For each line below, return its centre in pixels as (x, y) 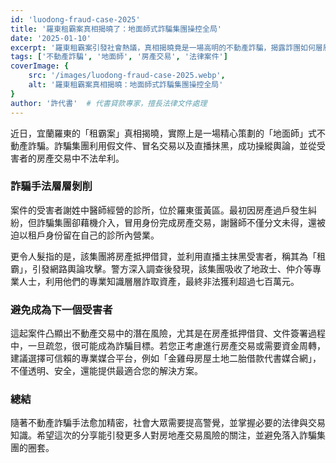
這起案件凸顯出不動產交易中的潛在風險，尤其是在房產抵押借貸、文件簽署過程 (168, 333)
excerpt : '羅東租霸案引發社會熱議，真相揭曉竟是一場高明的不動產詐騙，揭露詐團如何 (163, 47)
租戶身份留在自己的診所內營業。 (93, 235)
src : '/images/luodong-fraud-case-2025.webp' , (127, 76)
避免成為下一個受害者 (61, 309)
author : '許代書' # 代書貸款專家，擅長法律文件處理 (109, 103)
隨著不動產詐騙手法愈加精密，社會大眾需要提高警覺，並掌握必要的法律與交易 (168, 423)
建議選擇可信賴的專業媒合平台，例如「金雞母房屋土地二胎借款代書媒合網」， (166, 358)
